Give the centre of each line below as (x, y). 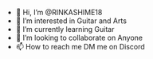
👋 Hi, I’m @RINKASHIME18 (59, 12)
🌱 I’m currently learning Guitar (65, 29)
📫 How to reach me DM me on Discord (80, 47)
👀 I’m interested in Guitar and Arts (71, 21)
